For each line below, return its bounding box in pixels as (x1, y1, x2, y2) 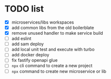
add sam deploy (11, 41, 44, 47)
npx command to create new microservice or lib (11, 68, 107, 74)
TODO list (4, 3, 44, 14)
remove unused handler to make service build (11, 30, 103, 36)
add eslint (11, 36, 32, 41)
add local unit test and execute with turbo (11, 47, 95, 53)
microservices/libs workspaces (11, 19, 74, 25)
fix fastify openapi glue (11, 57, 58, 63)
